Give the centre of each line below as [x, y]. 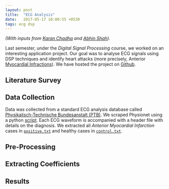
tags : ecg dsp [20, 24]
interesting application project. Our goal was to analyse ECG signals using [82, 54]
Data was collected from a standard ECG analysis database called [74, 110]
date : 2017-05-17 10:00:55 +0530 [43, 19]
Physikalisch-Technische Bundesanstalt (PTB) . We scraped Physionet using [84, 115]
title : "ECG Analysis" [30, 15]
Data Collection [30, 97]
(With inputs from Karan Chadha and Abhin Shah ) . [58, 38]
